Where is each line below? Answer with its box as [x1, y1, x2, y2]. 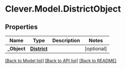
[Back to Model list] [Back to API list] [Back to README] [5, 58, 117, 64]
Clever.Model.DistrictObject [5, 3, 121, 15]
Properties [5, 23, 38, 31]
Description [52, 37, 80, 44]
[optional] [84, 45, 107, 52]
